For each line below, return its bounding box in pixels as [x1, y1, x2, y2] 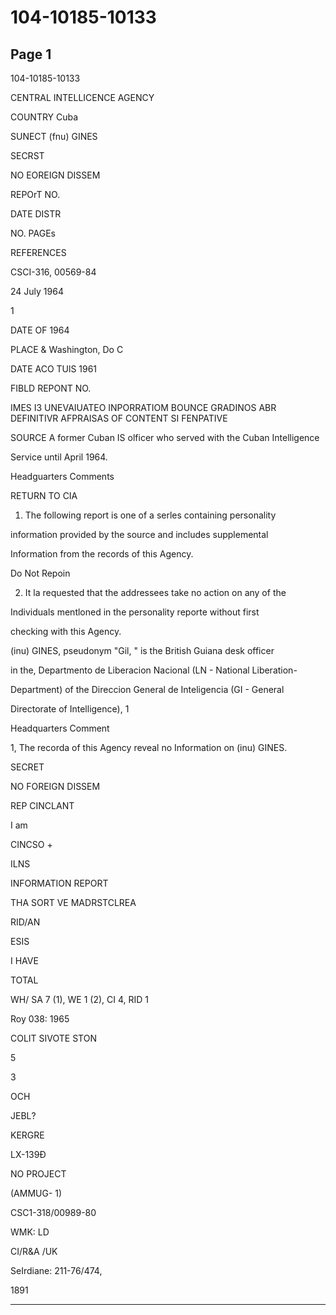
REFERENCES [10, 247, 67, 258]
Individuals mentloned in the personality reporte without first [10, 606, 260, 618]
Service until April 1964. [10, 451, 108, 463]
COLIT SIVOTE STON [10, 1032, 97, 1044]
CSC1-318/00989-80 [10, 1207, 97, 1218]
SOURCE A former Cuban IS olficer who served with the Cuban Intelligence [10, 432, 320, 443]
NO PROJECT [10, 1168, 67, 1180]
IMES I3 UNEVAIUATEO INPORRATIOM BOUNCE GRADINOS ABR [10, 402, 277, 413]
